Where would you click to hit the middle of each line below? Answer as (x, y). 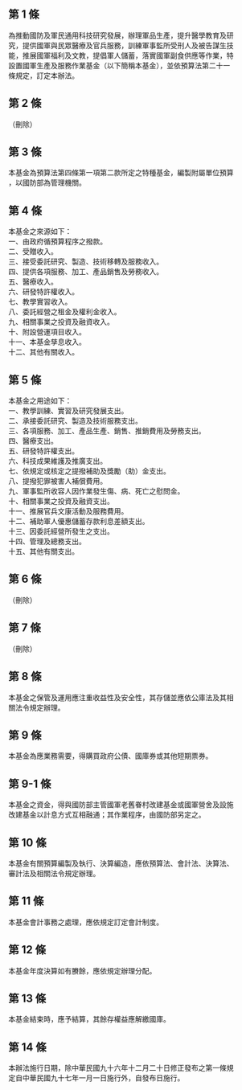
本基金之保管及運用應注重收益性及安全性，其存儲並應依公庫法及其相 (121, 697)
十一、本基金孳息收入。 (47, 342)
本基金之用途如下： (40, 401)
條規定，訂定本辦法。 (43, 76)
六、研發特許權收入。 (43, 292)
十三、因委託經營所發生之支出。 (61, 531)
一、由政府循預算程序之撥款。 (57, 242)
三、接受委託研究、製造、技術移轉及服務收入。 (86, 262)
